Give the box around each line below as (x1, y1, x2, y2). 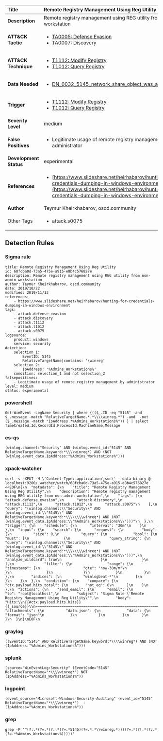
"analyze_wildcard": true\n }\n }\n (5, 557, 149, 562)
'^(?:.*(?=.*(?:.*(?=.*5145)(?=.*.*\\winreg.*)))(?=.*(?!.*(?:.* (22, 727, 158, 732)
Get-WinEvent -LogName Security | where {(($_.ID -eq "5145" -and (5, 410, 142, 415)
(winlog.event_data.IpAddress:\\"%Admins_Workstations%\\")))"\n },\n (5, 519, 153, 524)
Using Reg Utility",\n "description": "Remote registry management (5, 489, 151, 494)
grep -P (5, 727, 21, 732)
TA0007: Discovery (52, 39, 97, 46)
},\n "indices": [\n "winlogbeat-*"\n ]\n (5, 574, 142, 579)
